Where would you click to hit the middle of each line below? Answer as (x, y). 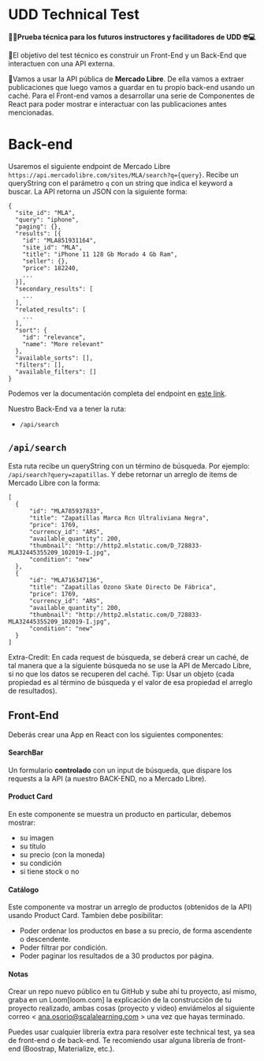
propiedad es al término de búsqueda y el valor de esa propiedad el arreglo (130, 682)
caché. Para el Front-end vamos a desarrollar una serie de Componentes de (131, 96)
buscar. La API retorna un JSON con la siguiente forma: (98, 191)
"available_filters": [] (56, 372)
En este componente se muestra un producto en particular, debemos (120, 814)
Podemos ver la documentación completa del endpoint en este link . (117, 393)
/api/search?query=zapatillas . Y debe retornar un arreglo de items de (123, 474)
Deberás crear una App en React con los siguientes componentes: (116, 734)
